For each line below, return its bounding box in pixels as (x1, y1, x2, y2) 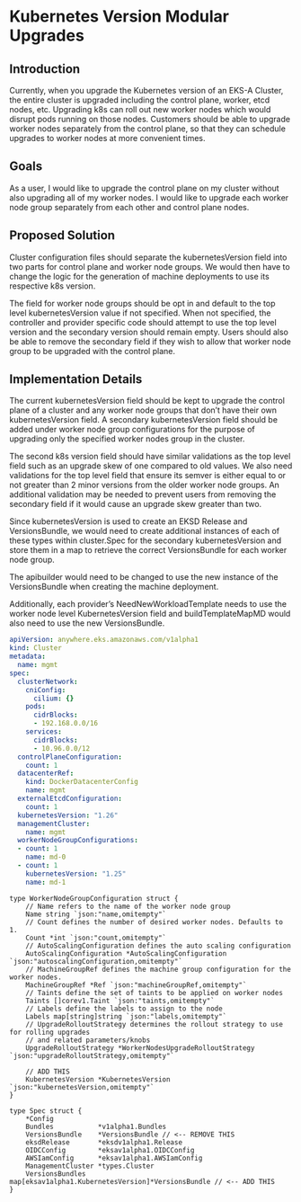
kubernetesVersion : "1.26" (17, 811, 119, 820)
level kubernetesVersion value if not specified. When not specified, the (9, 307, 271, 318)
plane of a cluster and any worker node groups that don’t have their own (9, 405, 277, 415)
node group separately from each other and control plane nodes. (9, 201, 250, 212)
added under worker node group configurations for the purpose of (9, 424, 256, 435)
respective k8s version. (9, 280, 96, 291)
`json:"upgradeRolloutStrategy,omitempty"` (9, 1051, 175, 1060)
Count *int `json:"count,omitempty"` (25, 933, 167, 942)
